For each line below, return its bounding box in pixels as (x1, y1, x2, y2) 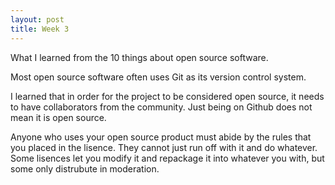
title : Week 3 (10, 24, 70, 34)
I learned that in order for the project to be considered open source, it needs (10, 90, 325, 102)
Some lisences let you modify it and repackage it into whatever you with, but (10, 152, 325, 164)
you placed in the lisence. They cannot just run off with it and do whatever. (10, 141, 318, 153)
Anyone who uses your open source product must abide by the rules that (10, 131, 312, 143)
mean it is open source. (10, 111, 107, 123)
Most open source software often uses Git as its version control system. (10, 71, 307, 83)
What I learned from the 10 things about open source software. (10, 51, 269, 63)
